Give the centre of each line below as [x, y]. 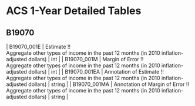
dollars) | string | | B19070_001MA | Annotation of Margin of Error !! [109, 84]
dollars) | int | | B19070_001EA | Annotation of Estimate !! [96, 72]
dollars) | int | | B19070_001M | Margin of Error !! [86, 59]
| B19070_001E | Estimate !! [38, 47]
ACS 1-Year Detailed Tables [74, 11]
